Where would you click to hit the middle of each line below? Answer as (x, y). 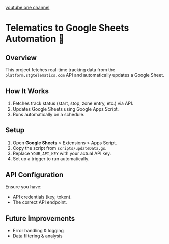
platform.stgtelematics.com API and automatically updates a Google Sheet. (85, 75)
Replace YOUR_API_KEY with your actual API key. (62, 153)
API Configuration (34, 175)
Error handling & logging (38, 231)
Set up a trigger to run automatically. (51, 159)
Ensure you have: (23, 187)
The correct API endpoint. (40, 202)
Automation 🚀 (35, 39)
